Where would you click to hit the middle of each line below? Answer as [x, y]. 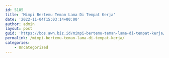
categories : [18, 43]
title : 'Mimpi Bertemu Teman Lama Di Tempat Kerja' [60, 15]
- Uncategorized [31, 47]
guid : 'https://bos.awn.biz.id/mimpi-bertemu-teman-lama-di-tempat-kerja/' [86, 33]
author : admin [20, 24]
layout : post [19, 29]
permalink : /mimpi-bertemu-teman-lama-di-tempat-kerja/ [65, 38]
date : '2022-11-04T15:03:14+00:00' [43, 19]
